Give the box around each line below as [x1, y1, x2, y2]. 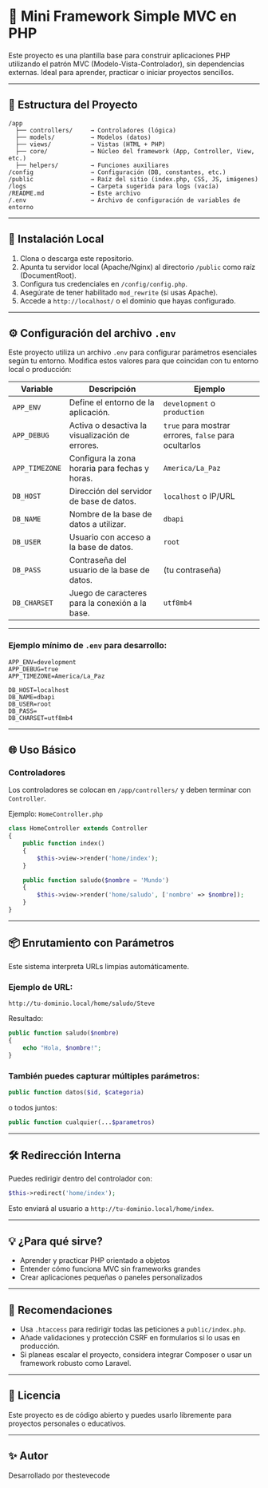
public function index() [22, 840, 105, 848]
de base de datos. [69, 496, 137, 507]
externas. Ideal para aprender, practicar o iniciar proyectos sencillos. [8, 67, 234, 77]
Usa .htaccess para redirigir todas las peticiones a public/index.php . [19, 1324, 246, 1334]
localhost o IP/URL [163, 491, 235, 502]
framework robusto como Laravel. [19, 1358, 132, 1367]
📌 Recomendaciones [8, 1303, 113, 1316]
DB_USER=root [8, 700, 52, 708]
